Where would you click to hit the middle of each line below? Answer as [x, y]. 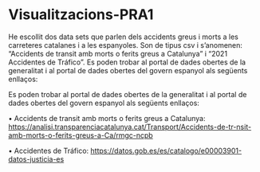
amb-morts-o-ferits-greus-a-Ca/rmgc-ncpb [81, 135]
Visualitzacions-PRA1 [81, 15]
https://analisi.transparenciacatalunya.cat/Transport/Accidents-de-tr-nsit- [130, 127]
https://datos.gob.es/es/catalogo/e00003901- [166, 150]
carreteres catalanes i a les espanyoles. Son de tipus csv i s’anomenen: [126, 45]
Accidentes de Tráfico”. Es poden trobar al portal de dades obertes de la [127, 62]
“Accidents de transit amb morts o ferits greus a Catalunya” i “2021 [118, 53]
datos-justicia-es [36, 159]
